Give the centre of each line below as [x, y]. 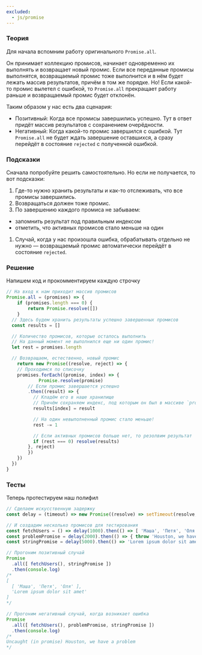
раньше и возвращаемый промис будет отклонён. [71, 95]
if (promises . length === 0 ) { [55, 303]
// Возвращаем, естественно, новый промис [66, 358]
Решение [20, 268]
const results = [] [36, 325]
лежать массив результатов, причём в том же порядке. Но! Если [90, 82]
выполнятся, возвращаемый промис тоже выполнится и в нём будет [95, 76]
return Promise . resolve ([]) [63, 309]
